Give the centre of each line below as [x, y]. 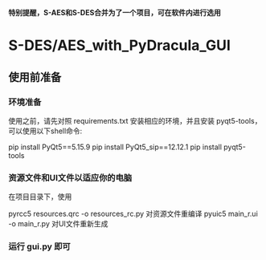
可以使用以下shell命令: [45, 131]
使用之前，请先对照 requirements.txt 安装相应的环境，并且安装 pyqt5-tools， [135, 120]
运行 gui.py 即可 [39, 246]
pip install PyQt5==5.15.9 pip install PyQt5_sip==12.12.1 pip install [115, 147]
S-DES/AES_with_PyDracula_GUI [120, 45]
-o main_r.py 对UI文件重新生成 [58, 224]
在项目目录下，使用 [40, 197]
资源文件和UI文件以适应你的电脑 [70, 177]
